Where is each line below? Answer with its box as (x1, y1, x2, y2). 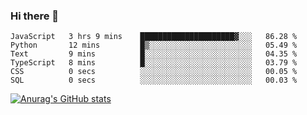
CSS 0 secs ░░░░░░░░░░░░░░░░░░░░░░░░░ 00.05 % (10, 67, 298, 77)
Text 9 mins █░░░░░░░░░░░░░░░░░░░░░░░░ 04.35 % (10, 49, 298, 59)
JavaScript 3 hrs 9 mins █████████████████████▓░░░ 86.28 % (10, 32, 298, 42)
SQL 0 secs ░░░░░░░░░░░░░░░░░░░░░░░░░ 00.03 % (10, 75, 298, 86)
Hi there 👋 (10, 9, 60, 23)
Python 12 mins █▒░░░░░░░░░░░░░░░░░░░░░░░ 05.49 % (10, 40, 298, 51)
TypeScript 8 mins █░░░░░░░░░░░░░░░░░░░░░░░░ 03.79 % (10, 58, 298, 68)
